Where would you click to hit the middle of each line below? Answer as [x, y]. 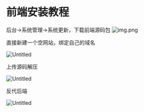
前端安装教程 [38, 12]
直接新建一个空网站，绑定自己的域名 [51, 42]
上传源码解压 [22, 67]
